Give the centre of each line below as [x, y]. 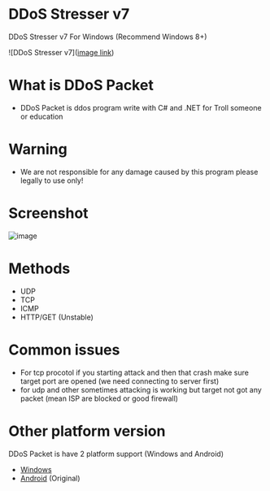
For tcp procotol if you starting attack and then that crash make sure [135, 372]
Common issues [64, 350]
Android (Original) [50, 478]
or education [41, 116]
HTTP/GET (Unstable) [57, 317]
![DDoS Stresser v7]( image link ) [61, 52]
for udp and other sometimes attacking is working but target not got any [141, 389]
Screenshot [48, 213]
